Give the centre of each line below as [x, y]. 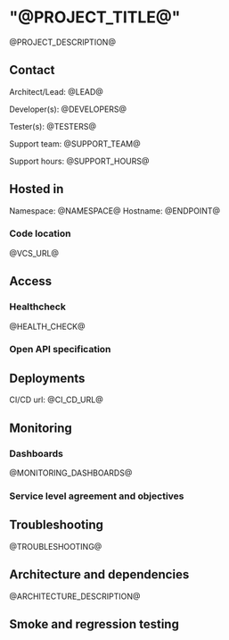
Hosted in [37, 189]
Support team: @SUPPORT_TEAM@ [75, 143]
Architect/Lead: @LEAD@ [57, 91]
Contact [32, 70]
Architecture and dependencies [99, 575]
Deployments [47, 378]
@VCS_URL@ [34, 253]
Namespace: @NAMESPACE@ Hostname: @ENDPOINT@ [115, 211]
